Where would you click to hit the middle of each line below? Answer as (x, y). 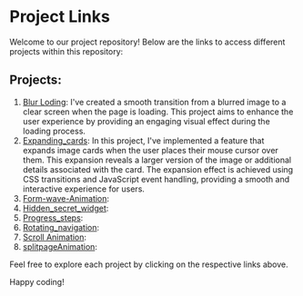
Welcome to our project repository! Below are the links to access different (147, 42)
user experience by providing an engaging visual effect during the (146, 121)
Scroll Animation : (55, 237)
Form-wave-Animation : (66, 198)
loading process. (54, 131)
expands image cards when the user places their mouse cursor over (151, 150)
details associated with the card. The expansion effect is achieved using (158, 169)
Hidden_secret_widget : (66, 208)
